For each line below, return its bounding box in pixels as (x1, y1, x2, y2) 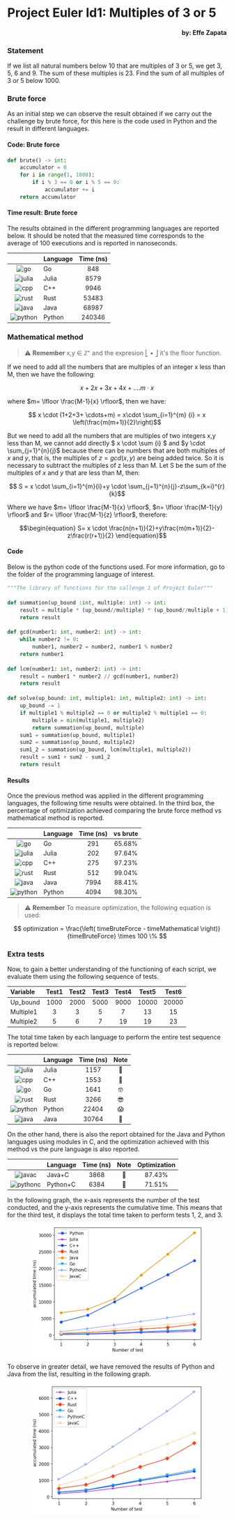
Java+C (46, 1170, 70, 1179)
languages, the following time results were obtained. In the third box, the (7, 799, 214, 807)
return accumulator (19, 193, 77, 200)
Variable (10, 988, 36, 996)
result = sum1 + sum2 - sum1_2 (19, 754, 111, 761)
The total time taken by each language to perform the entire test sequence (7, 1033, 221, 1041)
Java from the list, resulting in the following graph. (7, 1369, 151, 1378)
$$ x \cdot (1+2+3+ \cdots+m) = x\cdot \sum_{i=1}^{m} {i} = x (28, 410, 206, 419)
